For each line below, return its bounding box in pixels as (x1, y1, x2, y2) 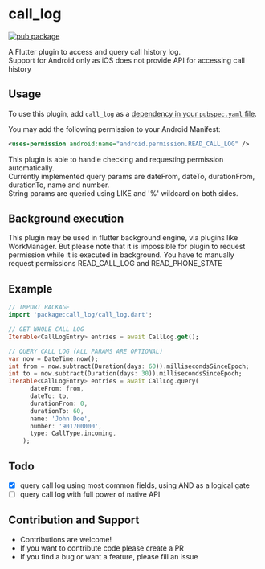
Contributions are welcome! (19, 534, 112, 544)
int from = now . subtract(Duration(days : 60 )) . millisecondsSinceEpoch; (8, 362, 250, 370)
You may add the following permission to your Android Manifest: (8, 124, 221, 133)
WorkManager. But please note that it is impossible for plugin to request (8, 242, 246, 252)
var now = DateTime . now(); (8, 354, 99, 362)
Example (8, 282, 53, 296)
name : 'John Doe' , (29, 415, 92, 423)
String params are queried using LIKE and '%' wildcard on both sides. (8, 188, 238, 198)
